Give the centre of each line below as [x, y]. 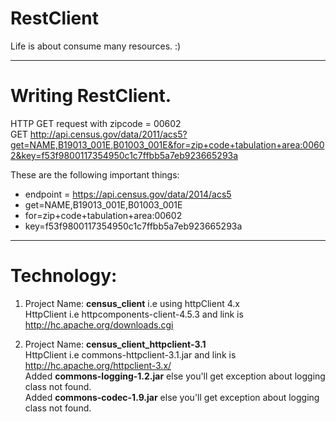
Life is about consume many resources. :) [96, 46]
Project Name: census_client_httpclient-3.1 [115, 344]
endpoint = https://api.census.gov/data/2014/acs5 [128, 194]
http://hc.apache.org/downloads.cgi [99, 324]
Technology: [64, 276]
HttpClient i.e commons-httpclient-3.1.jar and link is [130, 354]
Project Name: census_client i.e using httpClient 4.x [132, 303]
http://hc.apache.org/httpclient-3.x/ [98, 365]
